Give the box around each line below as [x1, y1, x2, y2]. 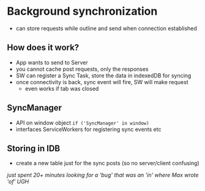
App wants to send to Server [15, 58, 88, 66]
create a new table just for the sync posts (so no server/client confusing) [15, 160, 199, 167]
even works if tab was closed [24, 85, 99, 92]
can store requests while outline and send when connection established [15, 25, 198, 32]
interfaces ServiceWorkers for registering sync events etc [15, 125, 162, 133]
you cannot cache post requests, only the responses [15, 65, 149, 72]
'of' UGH [7, 178, 29, 185]
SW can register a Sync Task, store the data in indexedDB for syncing [15, 72, 192, 79]
